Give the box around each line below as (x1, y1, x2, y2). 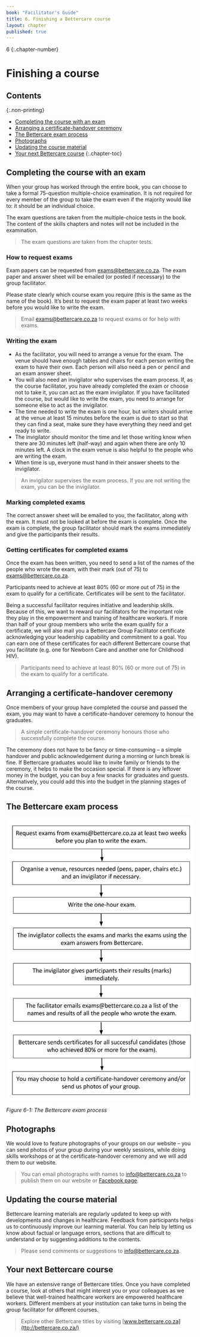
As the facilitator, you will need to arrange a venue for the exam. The (14, 351, 184, 358)
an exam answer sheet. (14, 369, 73, 377)
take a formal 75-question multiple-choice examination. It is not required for (6, 189, 192, 197)
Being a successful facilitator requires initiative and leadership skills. (6, 602, 174, 609)
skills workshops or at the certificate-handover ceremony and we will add (6, 1152, 187, 1160)
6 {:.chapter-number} (6, 46, 59, 53)
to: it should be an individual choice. (6, 203, 95, 210)
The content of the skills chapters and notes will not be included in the (6, 221, 179, 228)
